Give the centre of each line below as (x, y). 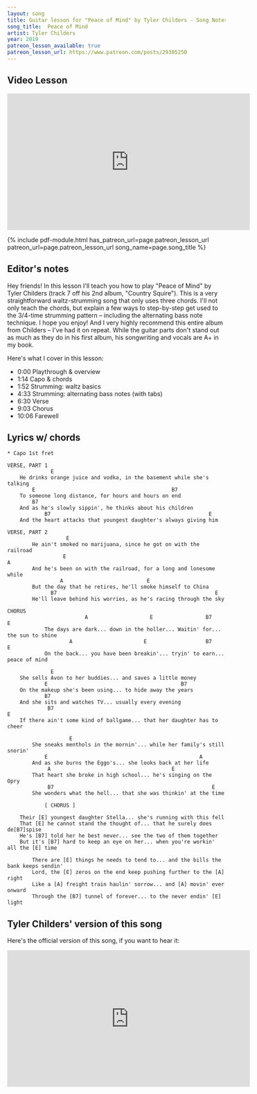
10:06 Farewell (38, 416)
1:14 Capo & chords (45, 379)
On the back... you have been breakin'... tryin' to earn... (134, 654)
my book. (20, 345)
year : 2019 (23, 40)
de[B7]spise (24, 830)
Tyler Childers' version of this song (85, 924)
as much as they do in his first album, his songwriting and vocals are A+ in (113, 337)
